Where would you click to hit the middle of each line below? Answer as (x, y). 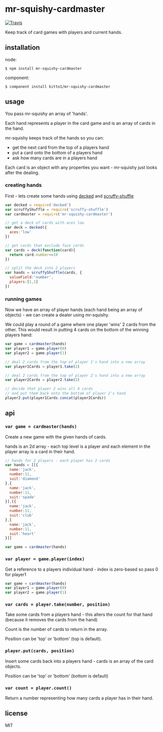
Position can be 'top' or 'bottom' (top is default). (53, 639)
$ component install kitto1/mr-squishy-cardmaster (58, 87)
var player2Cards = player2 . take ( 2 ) (42, 380)
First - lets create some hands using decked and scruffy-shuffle (69, 196)
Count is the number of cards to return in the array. (57, 629)
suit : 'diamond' (25, 479)
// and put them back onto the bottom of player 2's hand (65, 394)
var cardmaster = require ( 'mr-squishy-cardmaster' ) (59, 214)
